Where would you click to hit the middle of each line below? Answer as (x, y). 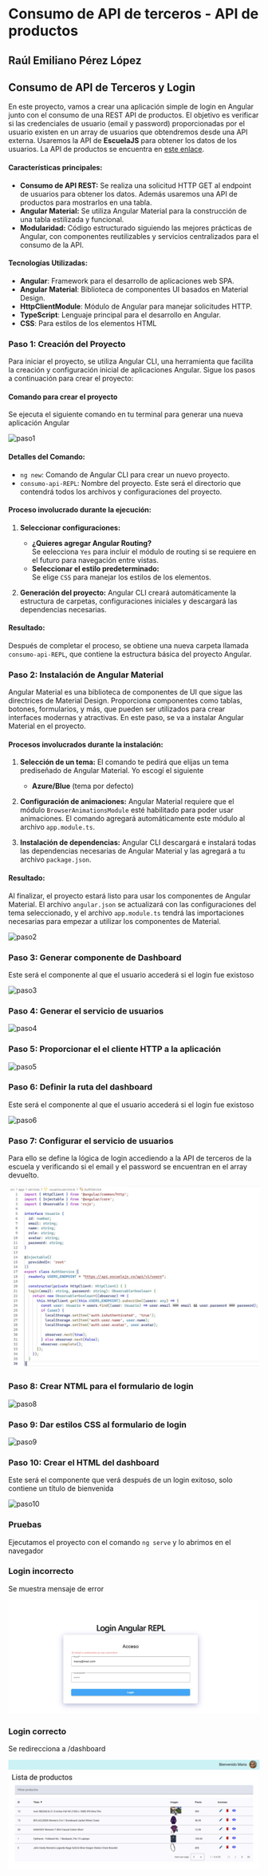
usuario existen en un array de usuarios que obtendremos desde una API (128, 132)
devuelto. (24, 1175)
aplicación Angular (39, 423)
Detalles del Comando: (47, 456)
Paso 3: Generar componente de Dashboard (95, 958)
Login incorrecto (41, 1571)
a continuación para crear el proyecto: (71, 378)
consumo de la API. (51, 245)
